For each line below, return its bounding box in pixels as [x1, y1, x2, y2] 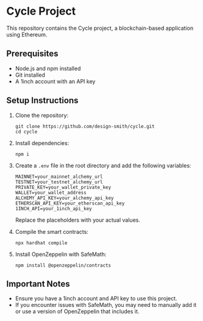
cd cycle [15, 129, 38, 135]
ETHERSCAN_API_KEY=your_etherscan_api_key [15, 200, 125, 206]
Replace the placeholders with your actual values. [15, 216, 140, 224]
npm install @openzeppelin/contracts [15, 262, 112, 269]
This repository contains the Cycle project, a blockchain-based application [6, 24, 194, 32]
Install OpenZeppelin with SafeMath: [15, 250, 107, 258]
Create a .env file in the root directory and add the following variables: [15, 161, 191, 169]
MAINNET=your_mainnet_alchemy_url [15, 174, 103, 180]
